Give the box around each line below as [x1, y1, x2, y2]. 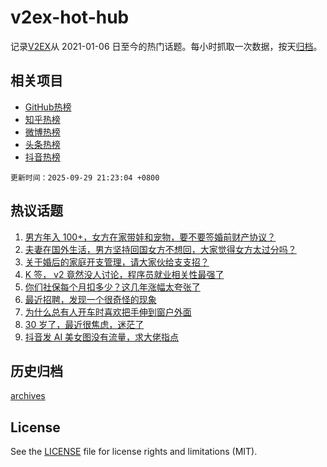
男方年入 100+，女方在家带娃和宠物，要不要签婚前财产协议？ [24, 231, 277, 243]
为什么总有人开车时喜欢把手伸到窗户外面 [24, 306, 192, 318]
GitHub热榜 [24, 101, 72, 113]
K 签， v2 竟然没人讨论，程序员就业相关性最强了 [24, 268, 225, 280]
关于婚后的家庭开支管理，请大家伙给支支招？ [24, 256, 210, 268]
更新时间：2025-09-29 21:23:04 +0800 [10, 172, 160, 183]
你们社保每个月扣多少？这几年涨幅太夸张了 [24, 281, 201, 293]
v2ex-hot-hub [10, 6, 130, 29]
